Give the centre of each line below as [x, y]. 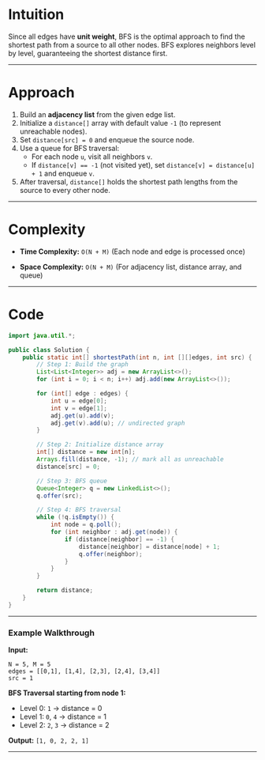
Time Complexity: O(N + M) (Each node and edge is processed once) [132, 251]
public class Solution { [49, 350]
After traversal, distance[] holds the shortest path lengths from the [129, 181]
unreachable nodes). [53, 131]
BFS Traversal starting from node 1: [67, 693]
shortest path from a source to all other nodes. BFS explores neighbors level [132, 44]
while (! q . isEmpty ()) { [75, 517]
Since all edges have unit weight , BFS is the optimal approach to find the [127, 36]
